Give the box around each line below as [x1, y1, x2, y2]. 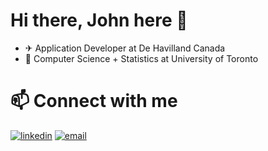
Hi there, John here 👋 [10, 9, 188, 32]
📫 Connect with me [10, 90, 178, 113]
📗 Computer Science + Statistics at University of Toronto [24, 52, 259, 64]
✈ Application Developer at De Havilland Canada [24, 42, 226, 54]
